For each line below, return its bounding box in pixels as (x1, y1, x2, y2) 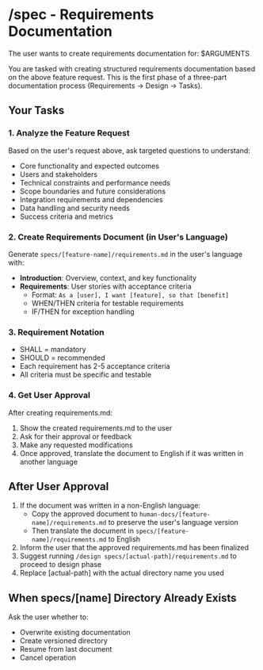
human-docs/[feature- (139, 511, 212, 519)
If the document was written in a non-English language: (19, 501, 200, 511)
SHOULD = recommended (19, 353, 105, 362)
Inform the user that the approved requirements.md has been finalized (19, 543, 250, 553)
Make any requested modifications (19, 440, 133, 450)
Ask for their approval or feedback (19, 431, 132, 441)
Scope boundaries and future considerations (19, 186, 166, 196)
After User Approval (8, 480, 109, 493)
